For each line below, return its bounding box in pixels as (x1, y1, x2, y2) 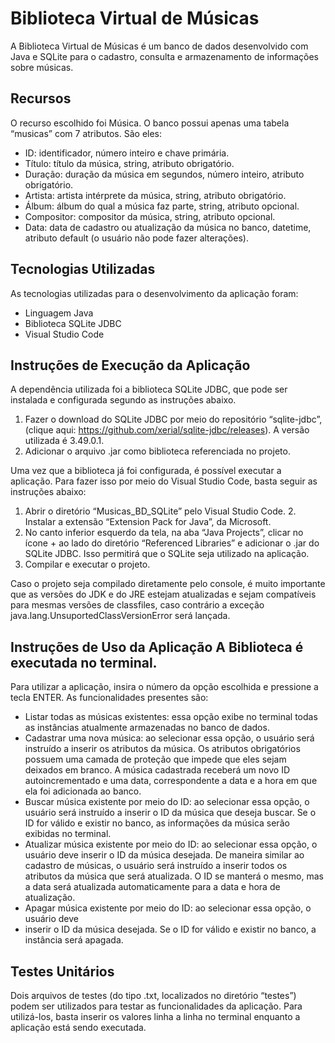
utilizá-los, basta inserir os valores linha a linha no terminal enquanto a (10, 1011, 301, 1022)
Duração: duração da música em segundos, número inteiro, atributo (24, 168, 305, 180)
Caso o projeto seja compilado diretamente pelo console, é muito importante (10, 578, 326, 590)
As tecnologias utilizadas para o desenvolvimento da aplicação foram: (10, 287, 299, 299)
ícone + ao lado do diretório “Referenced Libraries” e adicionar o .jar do (24, 537, 320, 549)
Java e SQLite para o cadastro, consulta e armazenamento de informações (10, 50, 319, 62)
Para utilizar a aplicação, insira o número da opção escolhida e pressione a (10, 681, 319, 693)
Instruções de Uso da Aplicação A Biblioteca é (10, 638, 304, 656)
